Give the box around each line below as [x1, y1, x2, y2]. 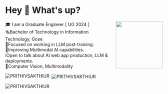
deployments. [5, 57, 33, 64]
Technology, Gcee [5, 36, 43, 42]
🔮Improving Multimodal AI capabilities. [5, 46, 84, 52]
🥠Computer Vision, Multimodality [5, 63, 73, 69]
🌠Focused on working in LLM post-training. [5, 41, 94, 47]
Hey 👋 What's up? [5, 4, 81, 16]
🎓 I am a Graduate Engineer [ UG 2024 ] [5, 21, 90, 27]
